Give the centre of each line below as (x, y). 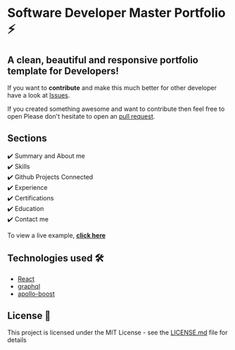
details (17, 340)
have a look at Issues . (39, 95)
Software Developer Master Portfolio (117, 13)
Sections (27, 138)
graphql (29, 286)
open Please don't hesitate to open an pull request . (81, 116)
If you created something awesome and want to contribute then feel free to (116, 109)
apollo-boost (36, 294)
